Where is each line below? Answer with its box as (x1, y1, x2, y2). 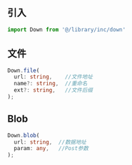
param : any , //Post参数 (14, 145, 89, 152)
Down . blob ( (7, 132, 40, 139)
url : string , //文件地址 (14, 73, 93, 80)
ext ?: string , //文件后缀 (14, 87, 93, 94)
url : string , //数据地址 (14, 138, 87, 146)
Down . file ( (7, 67, 40, 74)
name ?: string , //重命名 (14, 80, 88, 87)
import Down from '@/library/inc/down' (7, 26, 126, 33)
